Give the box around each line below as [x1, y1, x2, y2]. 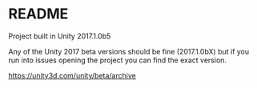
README [8, 5, 69, 23]
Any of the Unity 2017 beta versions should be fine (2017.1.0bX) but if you [8, 46, 250, 56]
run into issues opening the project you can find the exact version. [8, 55, 227, 65]
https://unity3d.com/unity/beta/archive [8, 70, 136, 80]
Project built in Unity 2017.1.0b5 [8, 31, 111, 41]
